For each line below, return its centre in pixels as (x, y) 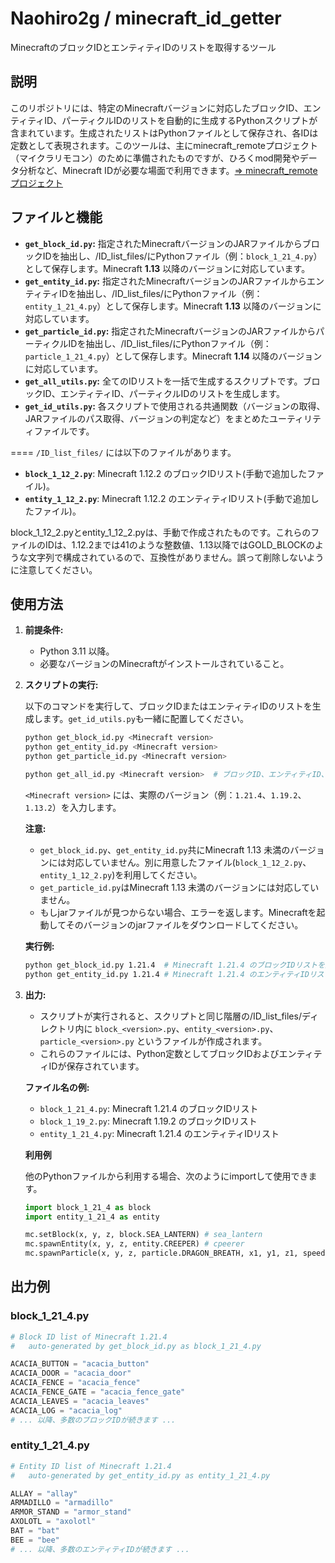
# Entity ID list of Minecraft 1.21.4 (91, 1466)
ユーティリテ (295, 418)
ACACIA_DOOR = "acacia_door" (71, 1373)
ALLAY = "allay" (44, 1493)
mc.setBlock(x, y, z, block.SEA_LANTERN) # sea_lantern (143, 1235)
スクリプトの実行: (61, 685)
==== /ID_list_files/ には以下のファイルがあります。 (123, 452)
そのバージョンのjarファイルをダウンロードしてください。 (184, 924)
